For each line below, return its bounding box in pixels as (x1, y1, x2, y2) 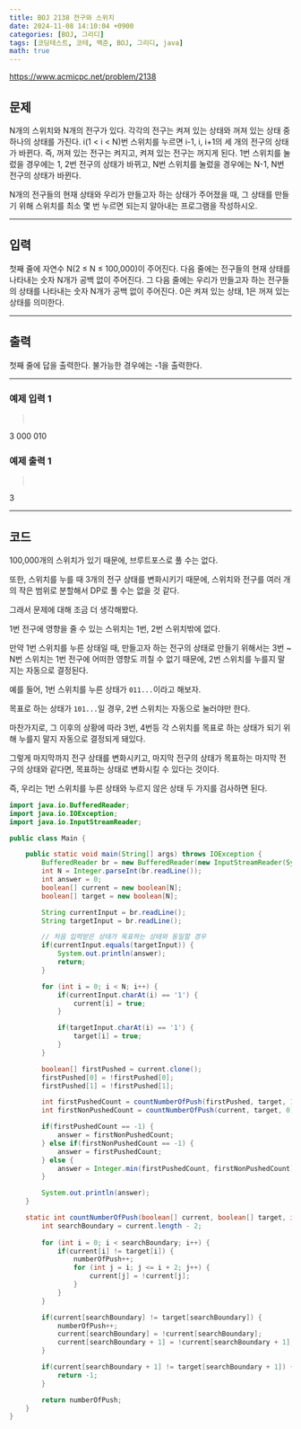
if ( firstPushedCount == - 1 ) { (41, 1123, 154, 1132)
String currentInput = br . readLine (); (41, 908, 186, 917)
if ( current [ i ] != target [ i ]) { (56, 1247, 175, 1256)
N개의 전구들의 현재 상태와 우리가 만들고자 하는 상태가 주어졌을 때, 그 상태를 (9, 189, 273, 200)
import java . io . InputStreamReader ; (9, 817, 142, 827)
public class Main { (9, 833, 87, 843)
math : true (9, 47, 50, 56)
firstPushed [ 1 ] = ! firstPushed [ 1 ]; (41, 1081, 175, 1090)
